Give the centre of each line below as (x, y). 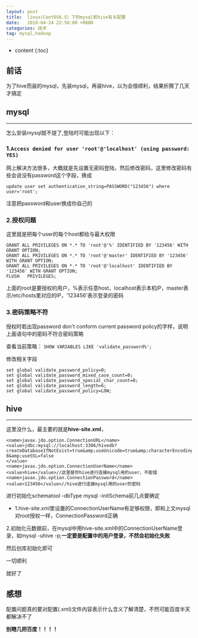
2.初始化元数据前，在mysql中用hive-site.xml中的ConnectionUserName (92, 528)
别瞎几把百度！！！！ (32, 629)
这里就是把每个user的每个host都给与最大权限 (61, 234)
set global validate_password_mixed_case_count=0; (70, 375)
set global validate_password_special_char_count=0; (72, 380)
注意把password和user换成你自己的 (49, 203)
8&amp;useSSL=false (30, 456)
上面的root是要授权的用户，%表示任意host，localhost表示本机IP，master (95, 288)
